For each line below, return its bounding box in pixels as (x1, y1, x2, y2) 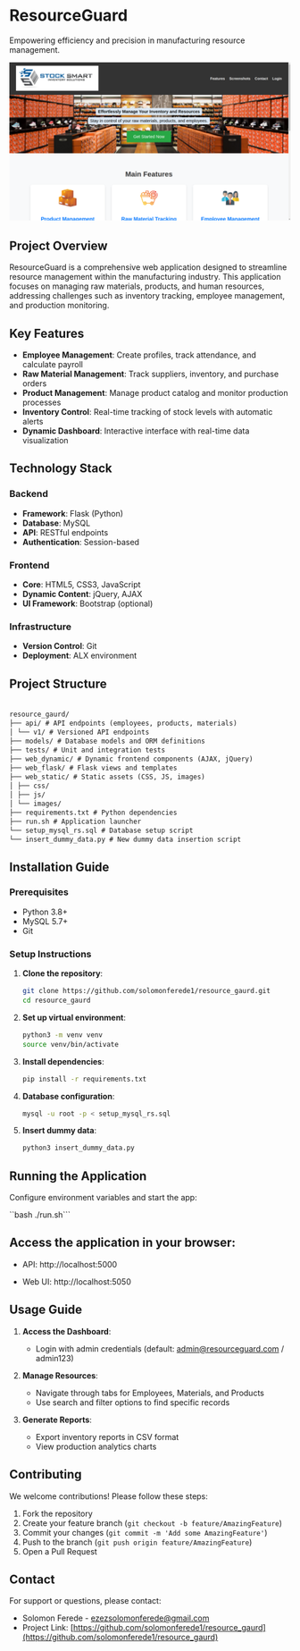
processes (21, 397, 62, 408)
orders (21, 378, 47, 389)
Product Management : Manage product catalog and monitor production (21, 388, 288, 399)
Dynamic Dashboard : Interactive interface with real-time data (21, 425, 250, 436)
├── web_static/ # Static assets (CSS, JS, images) (9, 772, 205, 782)
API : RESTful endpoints (21, 526, 109, 537)
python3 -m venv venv (21, 1030, 104, 1040)
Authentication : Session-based (21, 536, 140, 547)
